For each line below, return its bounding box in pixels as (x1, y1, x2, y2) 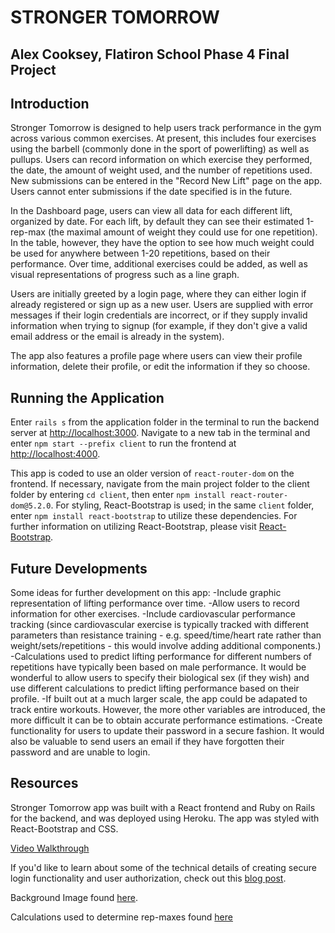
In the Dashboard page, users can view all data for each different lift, (10, 205, 293, 217)
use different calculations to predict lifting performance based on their (10, 682, 300, 695)
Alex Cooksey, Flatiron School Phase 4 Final (10, 46, 290, 63)
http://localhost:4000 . (10, 448, 101, 460)
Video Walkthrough (10, 842, 90, 854)
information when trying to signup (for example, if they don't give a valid (10, 320, 308, 332)
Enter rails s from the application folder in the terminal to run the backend (10, 416, 320, 428)
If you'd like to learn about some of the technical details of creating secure (10, 861, 317, 873)
